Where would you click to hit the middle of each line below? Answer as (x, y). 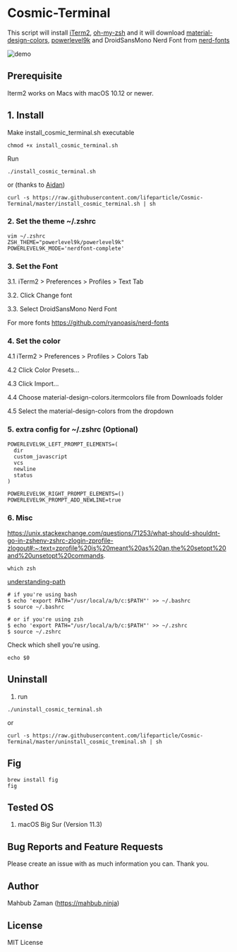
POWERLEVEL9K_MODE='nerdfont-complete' (66, 248)
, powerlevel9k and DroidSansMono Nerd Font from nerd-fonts (139, 40)
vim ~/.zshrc (26, 236)
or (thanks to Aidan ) (36, 185)
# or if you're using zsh (45, 620)
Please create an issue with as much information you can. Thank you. (108, 864)
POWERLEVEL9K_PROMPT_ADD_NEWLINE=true (64, 500)
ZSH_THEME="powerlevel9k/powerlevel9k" (66, 242)
